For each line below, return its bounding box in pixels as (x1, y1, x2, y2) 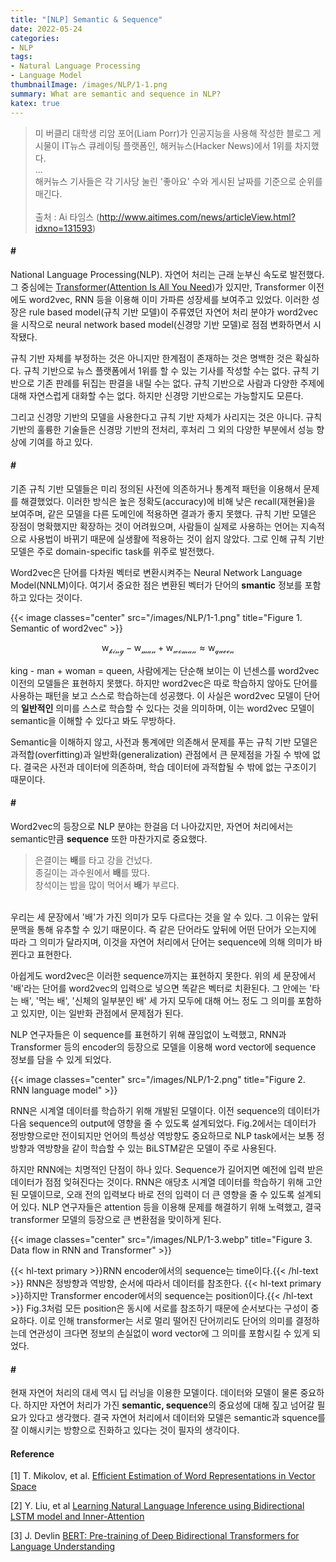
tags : (10, 52, 33, 62)
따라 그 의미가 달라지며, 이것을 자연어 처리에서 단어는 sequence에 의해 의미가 (10, 936, 312, 948)
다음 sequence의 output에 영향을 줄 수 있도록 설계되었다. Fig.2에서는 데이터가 (10, 1117, 317, 1129)
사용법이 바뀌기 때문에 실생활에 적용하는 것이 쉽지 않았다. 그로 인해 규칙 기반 (28, 532, 325, 545)
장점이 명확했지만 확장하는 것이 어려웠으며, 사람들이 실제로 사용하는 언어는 (10, 520, 299, 532)
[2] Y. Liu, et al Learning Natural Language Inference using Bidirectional (10, 1500, 305, 1512)
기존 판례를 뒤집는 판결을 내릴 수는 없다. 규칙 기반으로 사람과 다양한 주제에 (36, 377, 325, 389)
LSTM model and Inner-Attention (10, 1511, 145, 1523)
